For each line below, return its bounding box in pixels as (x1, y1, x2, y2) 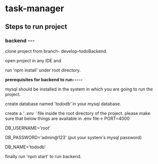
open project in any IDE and (5, 57, 62, 64)
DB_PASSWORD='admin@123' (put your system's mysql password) (5, 134, 142, 140)
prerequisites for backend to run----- (5, 76, 83, 82)
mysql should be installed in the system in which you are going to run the (5, 86, 154, 92)
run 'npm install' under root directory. (5, 67, 81, 73)
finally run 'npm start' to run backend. (5, 153, 82, 159)
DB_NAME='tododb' (5, 144, 46, 150)
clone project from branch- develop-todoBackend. (5, 48, 107, 54)
